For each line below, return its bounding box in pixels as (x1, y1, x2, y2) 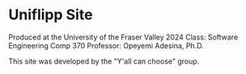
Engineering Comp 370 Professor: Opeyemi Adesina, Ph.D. (8, 40, 204, 50)
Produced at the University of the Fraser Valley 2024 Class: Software (8, 32, 239, 42)
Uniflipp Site (8, 6, 93, 24)
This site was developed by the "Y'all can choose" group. (8, 56, 200, 66)
